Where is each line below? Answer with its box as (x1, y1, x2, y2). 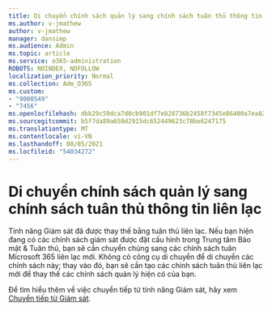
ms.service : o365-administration (8, 58, 121, 66)
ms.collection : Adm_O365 (8, 79, 92, 87)
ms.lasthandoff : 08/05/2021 (8, 139, 104, 148)
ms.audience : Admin (8, 42, 74, 50)
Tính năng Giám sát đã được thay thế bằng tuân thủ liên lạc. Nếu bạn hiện (8, 226, 253, 236)
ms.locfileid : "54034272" (8, 147, 96, 155)
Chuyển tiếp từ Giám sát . (8, 293, 91, 304)
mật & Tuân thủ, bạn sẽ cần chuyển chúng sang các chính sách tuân (8, 244, 236, 253)
